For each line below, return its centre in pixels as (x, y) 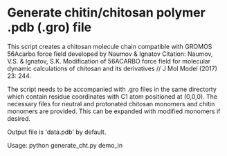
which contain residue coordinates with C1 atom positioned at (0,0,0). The (112, 96)
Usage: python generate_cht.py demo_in (65, 145)
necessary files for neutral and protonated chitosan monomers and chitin (111, 104)
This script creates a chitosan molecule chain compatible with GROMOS (110, 46)
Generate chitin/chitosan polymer (106, 13)
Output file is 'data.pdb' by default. (57, 132)
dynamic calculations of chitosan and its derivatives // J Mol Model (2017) (112, 68)
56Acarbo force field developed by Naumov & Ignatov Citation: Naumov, (110, 54)
